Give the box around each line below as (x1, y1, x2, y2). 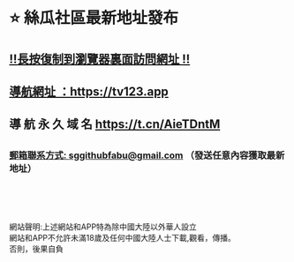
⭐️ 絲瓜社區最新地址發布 (9, 8, 179, 28)
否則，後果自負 (9, 243, 64, 254)
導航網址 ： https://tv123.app (9, 84, 170, 99)
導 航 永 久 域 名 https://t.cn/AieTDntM (9, 116, 221, 132)
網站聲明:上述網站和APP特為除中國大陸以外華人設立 (9, 221, 197, 232)
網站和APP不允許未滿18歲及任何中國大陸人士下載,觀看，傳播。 (9, 233, 236, 243)
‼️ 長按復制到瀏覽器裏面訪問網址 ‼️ (9, 51, 191, 66)
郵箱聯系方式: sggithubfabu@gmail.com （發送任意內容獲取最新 (9, 149, 285, 161)
